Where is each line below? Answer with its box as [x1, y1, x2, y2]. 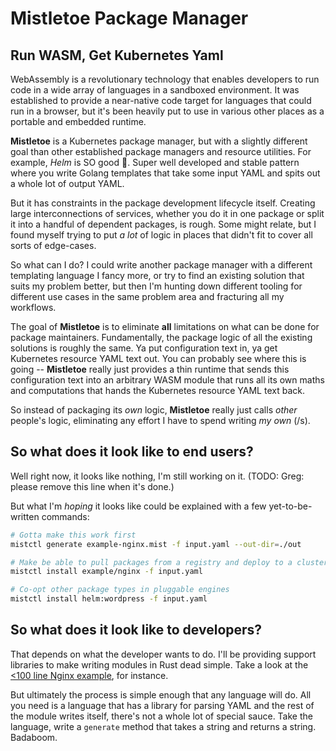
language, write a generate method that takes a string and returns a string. [10, 720, 317, 732]
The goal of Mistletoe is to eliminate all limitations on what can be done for [10, 321, 320, 332]
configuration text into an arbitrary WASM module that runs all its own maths [10, 374, 325, 386]
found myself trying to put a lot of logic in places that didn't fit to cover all [10, 229, 313, 241]
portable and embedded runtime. [10, 116, 147, 127]
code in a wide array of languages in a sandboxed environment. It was [10, 84, 300, 96]
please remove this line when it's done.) [10, 480, 175, 492]
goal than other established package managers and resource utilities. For [10, 146, 312, 157]
